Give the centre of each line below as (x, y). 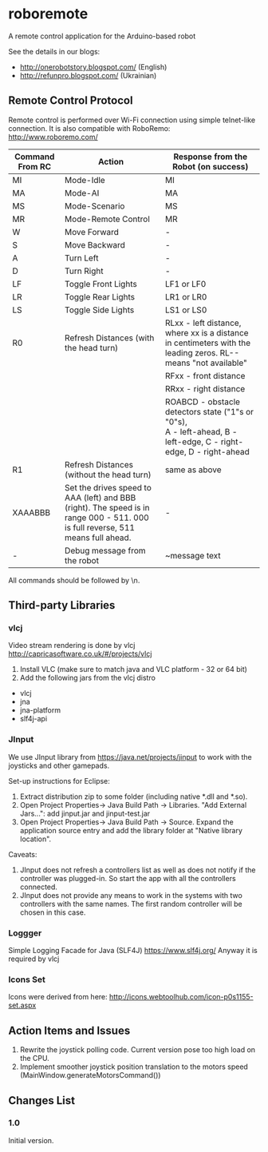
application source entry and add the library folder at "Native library (131, 830)
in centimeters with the (208, 343)
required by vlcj (34, 959)
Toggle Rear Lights (100, 296)
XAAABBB (31, 512)
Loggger (25, 933)
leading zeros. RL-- (202, 352)
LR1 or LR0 (186, 296)
